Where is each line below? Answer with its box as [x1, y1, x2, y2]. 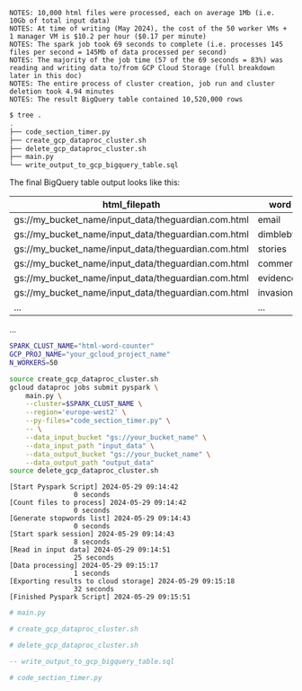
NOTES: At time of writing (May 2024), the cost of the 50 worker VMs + [9, 24, 288, 33]
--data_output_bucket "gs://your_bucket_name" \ [25, 449, 211, 458]
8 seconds [73, 537, 111, 547]
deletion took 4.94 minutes [9, 87, 115, 96]
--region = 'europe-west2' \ [25, 408, 127, 417]
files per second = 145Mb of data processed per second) [9, 48, 227, 57]
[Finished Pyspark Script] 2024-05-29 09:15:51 [9, 593, 191, 602]
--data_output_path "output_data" [25, 458, 155, 467]
